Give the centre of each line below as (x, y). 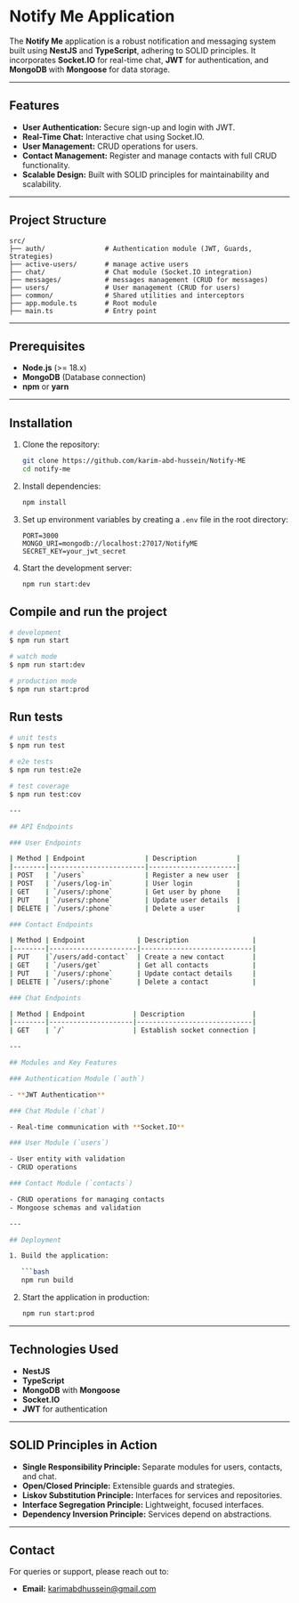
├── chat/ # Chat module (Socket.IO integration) (131, 272)
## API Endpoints (41, 826)
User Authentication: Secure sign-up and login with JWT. (129, 127)
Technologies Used (64, 1350)
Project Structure (58, 220)
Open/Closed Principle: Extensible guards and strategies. (129, 1486)
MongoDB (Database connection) (84, 377)
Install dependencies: (61, 486)
